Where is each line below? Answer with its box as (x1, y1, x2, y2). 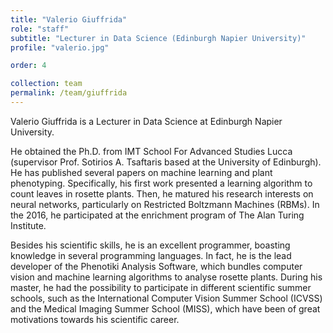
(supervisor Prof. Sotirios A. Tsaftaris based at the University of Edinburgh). (10, 156, 322, 168)
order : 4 (10, 61, 47, 71)
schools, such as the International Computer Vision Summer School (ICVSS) (10, 292, 323, 304)
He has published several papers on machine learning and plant (10, 166, 273, 178)
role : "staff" (10, 24, 70, 34)
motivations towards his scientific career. (10, 313, 180, 325)
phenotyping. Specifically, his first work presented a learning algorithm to (10, 177, 313, 189)
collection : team (10, 79, 83, 89)
